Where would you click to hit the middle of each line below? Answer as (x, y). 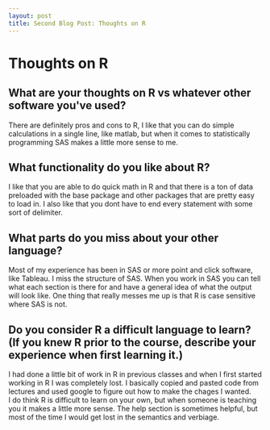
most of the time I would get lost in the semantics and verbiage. (114, 417)
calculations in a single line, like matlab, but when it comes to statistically (129, 133)
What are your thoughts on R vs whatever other (130, 93)
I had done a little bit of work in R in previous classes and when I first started (135, 374)
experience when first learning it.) (96, 355)
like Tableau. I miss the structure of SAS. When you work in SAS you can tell (135, 278)
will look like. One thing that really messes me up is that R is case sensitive (132, 296)
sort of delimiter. (35, 213)
